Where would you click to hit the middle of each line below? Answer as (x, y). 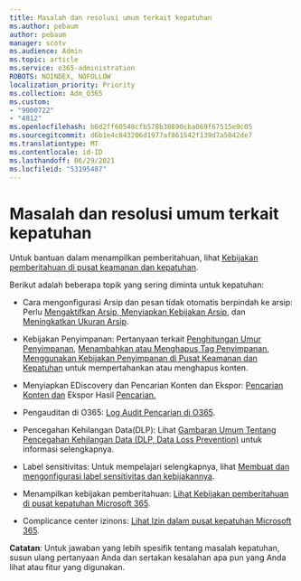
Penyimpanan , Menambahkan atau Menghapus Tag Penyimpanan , (146, 349)
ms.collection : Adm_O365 (56, 93)
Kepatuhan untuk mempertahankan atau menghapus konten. (135, 368)
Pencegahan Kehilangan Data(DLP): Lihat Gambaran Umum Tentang (149, 430)
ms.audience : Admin (46, 52)
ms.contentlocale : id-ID (56, 152)
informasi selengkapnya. (68, 449)
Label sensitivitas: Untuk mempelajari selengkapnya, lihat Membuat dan (156, 467)
